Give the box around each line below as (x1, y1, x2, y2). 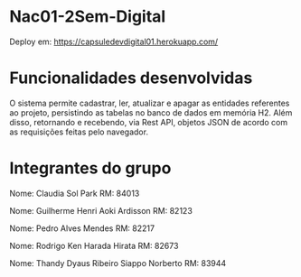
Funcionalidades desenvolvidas (9, 68, 253, 88)
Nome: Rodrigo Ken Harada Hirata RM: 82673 (9, 240, 179, 251)
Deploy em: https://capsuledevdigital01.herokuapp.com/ (9, 36, 219, 47)
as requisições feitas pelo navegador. (9, 126, 149, 137)
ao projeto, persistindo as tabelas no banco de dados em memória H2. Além (9, 106, 293, 118)
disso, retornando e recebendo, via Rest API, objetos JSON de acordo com (9, 116, 287, 127)
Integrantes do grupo (9, 158, 172, 179)
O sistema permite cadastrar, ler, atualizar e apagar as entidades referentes (9, 97, 290, 108)
